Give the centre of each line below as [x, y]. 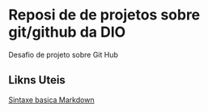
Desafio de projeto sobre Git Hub [64, 54]
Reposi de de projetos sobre [104, 15]
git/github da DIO [67, 32]
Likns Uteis [37, 80]
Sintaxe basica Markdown [51, 100]
